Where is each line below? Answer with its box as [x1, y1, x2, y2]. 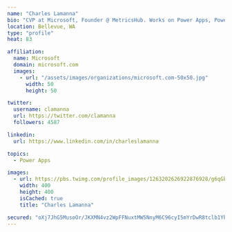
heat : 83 [7, 36, 32, 43]
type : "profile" [7, 29, 54, 37]
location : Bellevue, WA [7, 23, 76, 30]
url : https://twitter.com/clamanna [13, 112, 116, 120]
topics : [7, 150, 30, 157]
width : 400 [19, 182, 51, 189]
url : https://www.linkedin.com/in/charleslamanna [13, 138, 159, 145]
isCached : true [19, 195, 64, 202]
